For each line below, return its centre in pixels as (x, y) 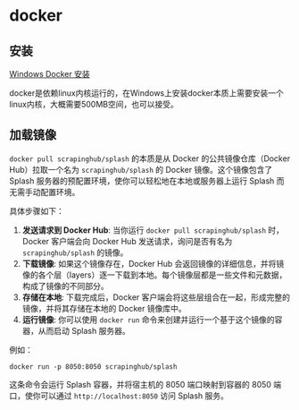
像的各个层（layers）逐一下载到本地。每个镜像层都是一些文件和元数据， (154, 275)
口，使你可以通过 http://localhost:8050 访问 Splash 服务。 (119, 396)
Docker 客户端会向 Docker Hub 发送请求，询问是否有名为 (127, 241)
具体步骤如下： (37, 210)
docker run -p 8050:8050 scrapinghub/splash (93, 367)
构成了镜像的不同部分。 (65, 286)
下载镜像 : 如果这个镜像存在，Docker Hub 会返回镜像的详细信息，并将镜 (153, 263)
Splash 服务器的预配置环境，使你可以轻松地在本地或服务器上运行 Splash (142, 181)
